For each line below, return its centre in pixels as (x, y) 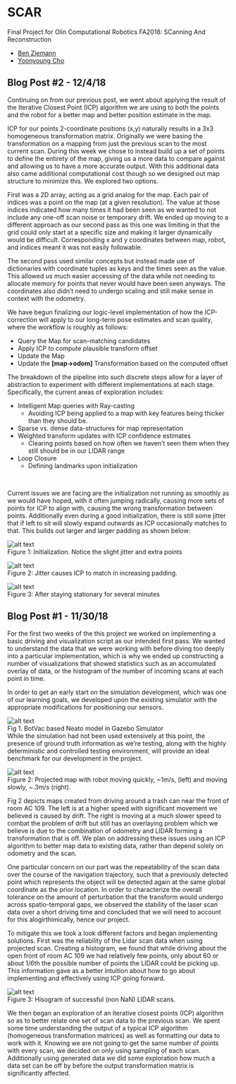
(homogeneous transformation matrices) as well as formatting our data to (114, 1035)
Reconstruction (29, 39)
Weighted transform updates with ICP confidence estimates (104, 436)
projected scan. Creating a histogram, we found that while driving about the (117, 948)
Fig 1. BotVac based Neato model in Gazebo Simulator (86, 728)
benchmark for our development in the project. (75, 758)
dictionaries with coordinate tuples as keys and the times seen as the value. (117, 268)
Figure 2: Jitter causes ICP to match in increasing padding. (92, 573)
